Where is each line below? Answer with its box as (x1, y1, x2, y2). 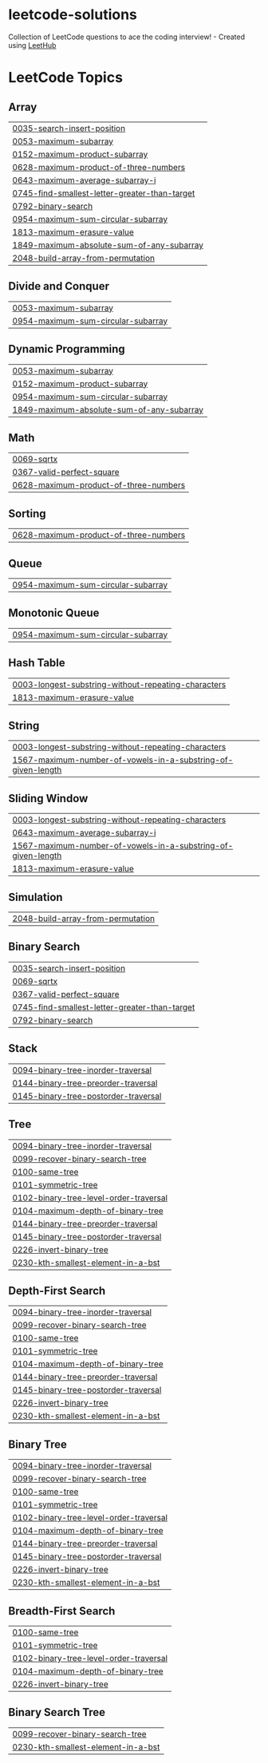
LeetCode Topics (8, 69, 124, 87)
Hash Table (8, 656, 65, 670)
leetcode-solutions (8, 6, 138, 24)
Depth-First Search (8, 1283, 106, 1298)
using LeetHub (8, 40, 57, 49)
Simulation (8, 890, 63, 903)
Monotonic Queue (8, 607, 100, 620)
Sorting (8, 507, 46, 520)
